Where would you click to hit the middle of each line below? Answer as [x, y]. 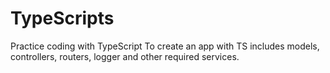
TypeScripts [62, 18]
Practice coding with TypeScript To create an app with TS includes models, [165, 46]
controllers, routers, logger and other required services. [125, 56]
